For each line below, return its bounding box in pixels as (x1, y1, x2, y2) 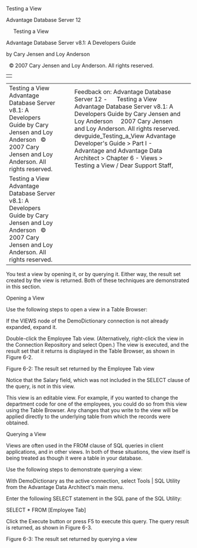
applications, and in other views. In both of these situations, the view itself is (6, 449, 191, 455)
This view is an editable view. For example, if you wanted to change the (6, 394, 178, 401)
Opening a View (6, 294, 45, 301)
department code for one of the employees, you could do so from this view (6, 400, 188, 407)
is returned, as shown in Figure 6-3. (6, 524, 93, 531)
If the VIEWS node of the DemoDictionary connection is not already (6, 317, 169, 324)
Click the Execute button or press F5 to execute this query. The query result (6, 518, 189, 524)
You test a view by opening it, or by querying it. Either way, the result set (6, 271, 181, 277)
